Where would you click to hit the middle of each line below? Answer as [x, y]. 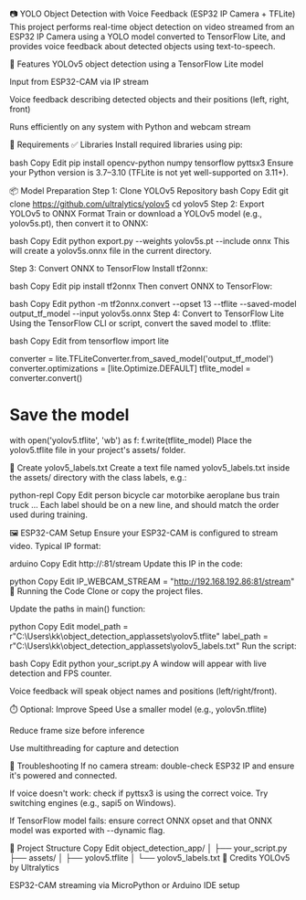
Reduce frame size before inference [77, 730]
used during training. [49, 514]
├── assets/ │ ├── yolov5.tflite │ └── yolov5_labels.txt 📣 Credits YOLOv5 [150, 857]
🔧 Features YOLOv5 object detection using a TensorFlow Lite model [137, 64]
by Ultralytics [34, 867]
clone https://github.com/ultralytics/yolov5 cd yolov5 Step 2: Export [137, 204]
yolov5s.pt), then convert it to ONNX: [79, 223]
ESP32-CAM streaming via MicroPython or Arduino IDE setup [125, 884]
